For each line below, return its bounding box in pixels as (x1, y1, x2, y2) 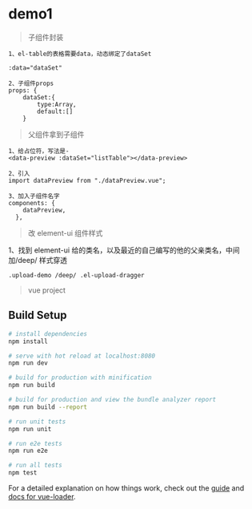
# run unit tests (8, 418, 66, 426)
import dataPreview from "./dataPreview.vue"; (8, 176, 166, 184)
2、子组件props (8, 79, 54, 87)
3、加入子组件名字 (8, 192, 60, 200)
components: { (8, 199, 56, 207)
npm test (8, 469, 38, 477)
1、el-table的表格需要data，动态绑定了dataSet (8, 50, 152, 58)
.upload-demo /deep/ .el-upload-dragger (8, 271, 146, 279)
